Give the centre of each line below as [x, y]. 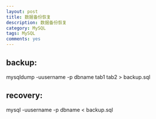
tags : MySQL [21, 34]
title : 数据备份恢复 [29, 17]
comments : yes [24, 39]
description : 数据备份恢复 [36, 22]
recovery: [24, 96]
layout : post [22, 11]
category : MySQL [26, 28]
